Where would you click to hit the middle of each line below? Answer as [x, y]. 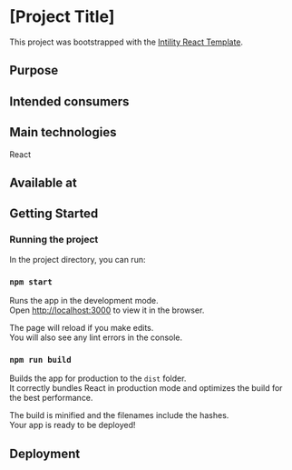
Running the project [54, 240]
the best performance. [51, 398]
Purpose [34, 70]
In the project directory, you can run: [78, 259]
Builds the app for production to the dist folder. [98, 378]
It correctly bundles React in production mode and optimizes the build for [146, 388]
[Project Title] [62, 17]
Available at [43, 182]
